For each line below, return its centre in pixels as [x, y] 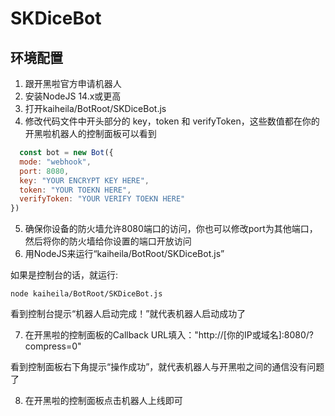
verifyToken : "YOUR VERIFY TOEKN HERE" [102, 199]
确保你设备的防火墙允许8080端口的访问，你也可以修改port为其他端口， [171, 229]
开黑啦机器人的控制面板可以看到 [90, 133]
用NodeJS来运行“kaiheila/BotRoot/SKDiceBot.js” [124, 254]
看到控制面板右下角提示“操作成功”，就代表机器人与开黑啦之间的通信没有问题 [167, 367]
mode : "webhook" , [55, 162]
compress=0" [53, 346]
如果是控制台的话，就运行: [64, 275]
